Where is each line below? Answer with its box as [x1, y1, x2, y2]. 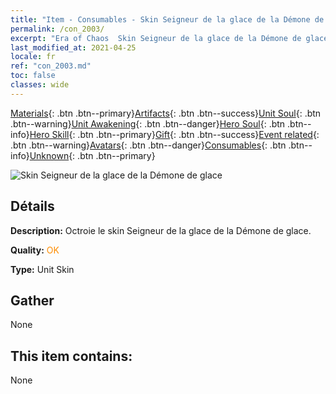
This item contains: [10, 347, 133, 365]
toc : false [10, 71, 56, 81]
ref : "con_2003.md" [10, 61, 92, 71]
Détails [10, 198, 55, 215]
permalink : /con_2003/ [10, 24, 105, 34]
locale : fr [10, 52, 56, 62]
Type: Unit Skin [10, 263, 75, 275]
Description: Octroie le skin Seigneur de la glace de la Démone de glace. [10, 224, 312, 236]
